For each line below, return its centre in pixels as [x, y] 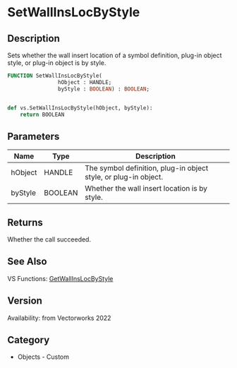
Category [29, 340]
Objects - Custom [43, 357]
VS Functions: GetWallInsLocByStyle [60, 278]
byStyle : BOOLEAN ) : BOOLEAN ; [104, 89]
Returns [25, 222]
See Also [27, 262]
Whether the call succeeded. [49, 239]
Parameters [34, 136]
